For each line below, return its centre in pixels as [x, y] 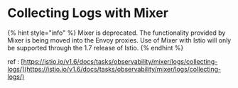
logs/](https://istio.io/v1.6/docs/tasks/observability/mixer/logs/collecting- [114, 69]
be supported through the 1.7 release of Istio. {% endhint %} [96, 48]
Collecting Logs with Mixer [88, 13]
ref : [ [15, 61]
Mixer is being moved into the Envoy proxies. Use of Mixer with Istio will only [119, 40]
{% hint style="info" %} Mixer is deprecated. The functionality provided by [117, 33]
